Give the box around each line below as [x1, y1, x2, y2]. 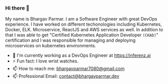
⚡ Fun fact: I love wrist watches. [12, 58, 79, 64]
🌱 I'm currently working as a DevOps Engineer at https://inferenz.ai [12, 52, 151, 58]
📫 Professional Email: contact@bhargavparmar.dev [12, 73, 119, 79]
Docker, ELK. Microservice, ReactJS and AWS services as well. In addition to [5, 27, 163, 33]
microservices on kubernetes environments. [5, 43, 96, 49]
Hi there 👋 [5, 5, 30, 12]
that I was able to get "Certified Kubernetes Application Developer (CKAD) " [5, 32, 159, 38]
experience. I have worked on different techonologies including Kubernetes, [5, 21, 162, 27]
